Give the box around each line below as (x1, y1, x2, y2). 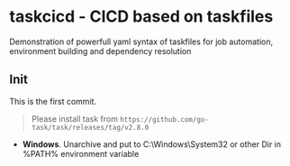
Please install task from (31, 113, 119, 124)
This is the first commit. (9, 96, 97, 106)
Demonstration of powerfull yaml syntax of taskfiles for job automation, (9, 36, 273, 47)
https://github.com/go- (120, 115, 209, 124)
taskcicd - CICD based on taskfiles (9, 6, 274, 27)
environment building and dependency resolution (9, 45, 192, 56)
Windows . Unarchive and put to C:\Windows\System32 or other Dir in (22, 138, 282, 150)
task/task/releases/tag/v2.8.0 (31, 123, 150, 132)
